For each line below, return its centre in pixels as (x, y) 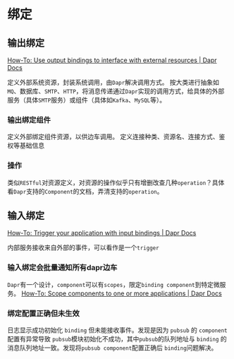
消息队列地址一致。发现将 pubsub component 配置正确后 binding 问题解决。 (112, 348)
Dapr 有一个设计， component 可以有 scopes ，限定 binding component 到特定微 (113, 284)
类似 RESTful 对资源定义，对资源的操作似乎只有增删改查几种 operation (107, 182)
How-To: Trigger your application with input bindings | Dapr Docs (102, 233)
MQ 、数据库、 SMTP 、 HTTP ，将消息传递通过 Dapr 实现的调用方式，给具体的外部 (116, 91)
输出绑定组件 (29, 119)
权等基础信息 (26, 146)
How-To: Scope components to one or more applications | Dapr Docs (121, 293)
